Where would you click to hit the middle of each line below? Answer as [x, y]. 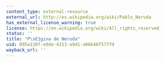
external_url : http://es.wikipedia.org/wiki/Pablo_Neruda [79, 17]
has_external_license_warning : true [51, 22]
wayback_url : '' [26, 50]
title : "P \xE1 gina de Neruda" [43, 39]
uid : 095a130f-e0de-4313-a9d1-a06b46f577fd [60, 45]
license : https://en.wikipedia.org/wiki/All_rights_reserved [83, 28]
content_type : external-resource [47, 12]
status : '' [19, 34]
